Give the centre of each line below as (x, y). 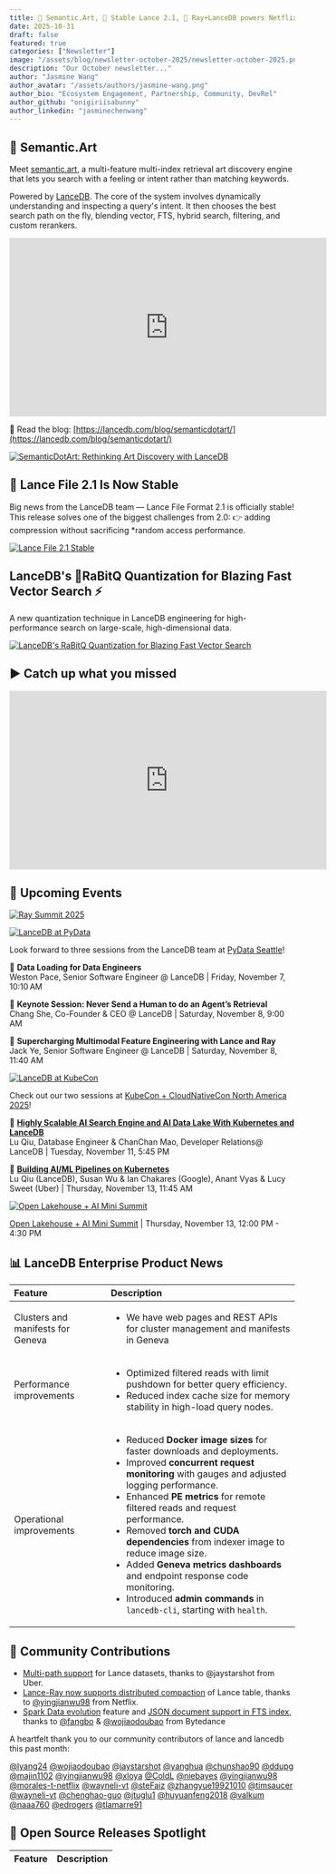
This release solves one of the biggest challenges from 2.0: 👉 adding (140, 517)
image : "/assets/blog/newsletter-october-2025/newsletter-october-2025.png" (158, 60)
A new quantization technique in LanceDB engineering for (117, 618)
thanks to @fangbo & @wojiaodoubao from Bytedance (124, 1721)
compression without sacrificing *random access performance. (128, 530)
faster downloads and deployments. (202, 1451)
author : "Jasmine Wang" (54, 77)
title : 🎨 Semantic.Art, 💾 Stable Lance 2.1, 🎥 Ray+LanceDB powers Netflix (154, 18)
